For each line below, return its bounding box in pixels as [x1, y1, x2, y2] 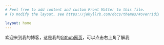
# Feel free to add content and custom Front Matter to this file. [5, 7, 145, 12]
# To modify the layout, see [5, 12, 64, 17]
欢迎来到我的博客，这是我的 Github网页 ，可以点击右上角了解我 [5, 35, 130, 41]
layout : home [5, 21, 32, 25]
